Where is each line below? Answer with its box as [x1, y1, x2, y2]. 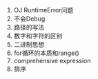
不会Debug [13, 14, 46, 23]
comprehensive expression [13, 57, 91, 65]
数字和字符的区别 [13, 32, 63, 40]
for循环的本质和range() [13, 49, 79, 57]
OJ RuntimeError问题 [13, 6, 74, 14]
